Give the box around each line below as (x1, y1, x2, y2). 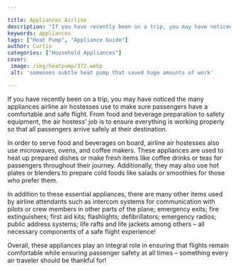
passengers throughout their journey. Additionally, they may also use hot (7, 160, 220, 170)
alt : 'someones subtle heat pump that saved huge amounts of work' (10, 69, 214, 76)
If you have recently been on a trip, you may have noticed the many (7, 95, 204, 103)
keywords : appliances (7, 30, 72, 37)
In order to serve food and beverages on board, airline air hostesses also (7, 139, 220, 147)
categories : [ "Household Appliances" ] (7, 49, 122, 57)
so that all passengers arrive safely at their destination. (7, 124, 168, 133)
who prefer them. (7, 176, 58, 184)
